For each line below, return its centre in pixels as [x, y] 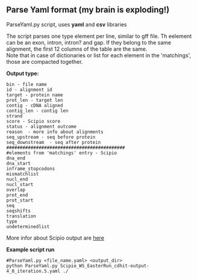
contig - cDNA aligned [35, 105]
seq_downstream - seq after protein [54, 142]
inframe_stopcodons [31, 169]
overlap [16, 190]
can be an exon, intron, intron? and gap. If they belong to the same [89, 42]
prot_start [20, 200]
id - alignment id [29, 90]
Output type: [23, 73]
